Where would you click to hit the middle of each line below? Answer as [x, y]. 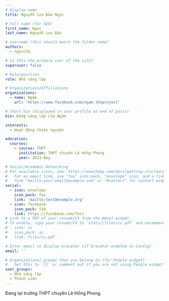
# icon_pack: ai [24, 232]
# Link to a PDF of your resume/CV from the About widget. [68, 218]
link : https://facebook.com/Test [49, 214]
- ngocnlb [20, 51]
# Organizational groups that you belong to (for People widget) [75, 260]
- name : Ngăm [23, 98]
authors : [14, 47]
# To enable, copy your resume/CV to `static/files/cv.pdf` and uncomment [85, 223]
